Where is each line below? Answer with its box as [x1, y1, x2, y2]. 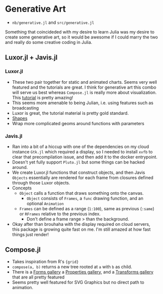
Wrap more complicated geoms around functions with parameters [12, 120, 145, 126]
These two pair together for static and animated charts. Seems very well [12, 79, 157, 85]
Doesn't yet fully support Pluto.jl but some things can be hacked [12, 159, 145, 165]
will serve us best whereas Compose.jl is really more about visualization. [12, 89, 157, 95]
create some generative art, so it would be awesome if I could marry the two [5, 34, 158, 40]
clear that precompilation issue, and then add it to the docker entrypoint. [12, 154, 158, 160]
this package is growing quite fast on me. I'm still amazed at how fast [12, 226, 151, 232]
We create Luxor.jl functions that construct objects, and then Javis [12, 169, 145, 175]
